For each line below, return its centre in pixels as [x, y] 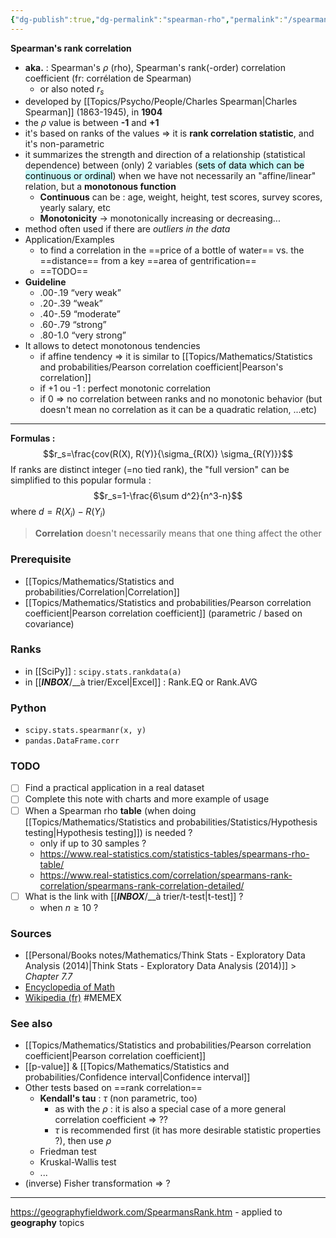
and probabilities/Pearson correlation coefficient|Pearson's [161, 367]
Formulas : [33, 438]
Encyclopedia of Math [69, 987]
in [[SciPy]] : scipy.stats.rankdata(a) [103, 671]
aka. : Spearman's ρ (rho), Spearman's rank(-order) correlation [155, 67]
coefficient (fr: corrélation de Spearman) [108, 78]
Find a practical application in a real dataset [114, 788]
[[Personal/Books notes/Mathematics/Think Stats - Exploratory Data [165, 955]
